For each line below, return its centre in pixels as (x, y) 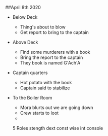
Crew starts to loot (39, 113)
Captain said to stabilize (45, 88)
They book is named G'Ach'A (50, 63)
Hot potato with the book (46, 82)
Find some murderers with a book (55, 52)
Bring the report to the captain (51, 57)
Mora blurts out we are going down (57, 108)
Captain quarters (30, 73)
